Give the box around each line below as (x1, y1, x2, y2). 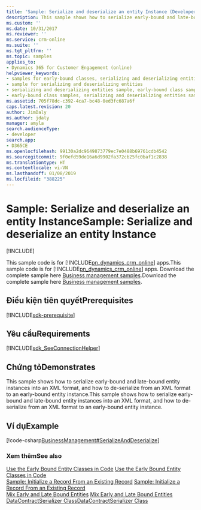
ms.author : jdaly (6, 115, 50, 121)
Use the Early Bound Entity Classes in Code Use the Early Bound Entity (6, 466, 181, 473)
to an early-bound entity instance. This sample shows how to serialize (6, 391, 177, 398)
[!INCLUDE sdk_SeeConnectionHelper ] (6, 344, 100, 352)
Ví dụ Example (6, 421, 59, 431)
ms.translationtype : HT (6, 160, 66, 166)
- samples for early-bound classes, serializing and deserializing (6, 76, 178, 82)
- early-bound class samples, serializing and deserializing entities (6, 92, 186, 98)
